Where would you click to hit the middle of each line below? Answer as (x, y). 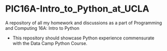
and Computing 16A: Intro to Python (42, 28)
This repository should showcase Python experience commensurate (83, 38)
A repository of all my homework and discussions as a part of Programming (84, 23)
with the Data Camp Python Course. (50, 43)
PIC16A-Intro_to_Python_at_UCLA (77, 9)
